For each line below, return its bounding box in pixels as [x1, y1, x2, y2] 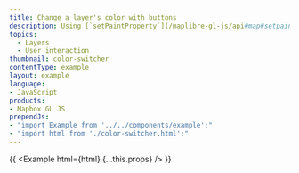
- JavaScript [9, 87, 58, 96]
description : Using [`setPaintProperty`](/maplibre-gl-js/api [9, 21, 245, 30]
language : [9, 79, 46, 88]
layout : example [9, 71, 69, 80]
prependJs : [9, 112, 50, 121]
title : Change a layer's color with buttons [9, 12, 177, 22]
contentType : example [9, 63, 90, 72]
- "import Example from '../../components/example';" [9, 121, 214, 130]
